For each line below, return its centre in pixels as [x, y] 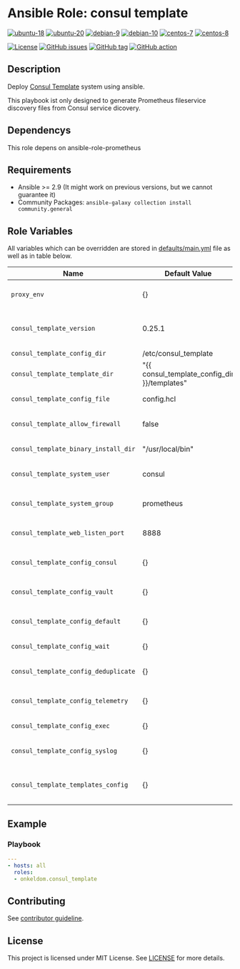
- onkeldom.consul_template [56, 879]
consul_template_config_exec [60, 726]
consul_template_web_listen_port [68, 533]
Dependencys [39, 130]
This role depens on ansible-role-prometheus [74, 147]
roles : [24, 872]
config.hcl [159, 399]
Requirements [39, 170]
